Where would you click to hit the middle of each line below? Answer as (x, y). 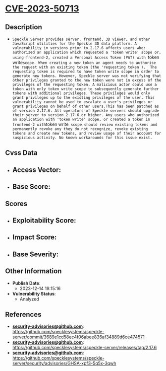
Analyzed (29, 299)
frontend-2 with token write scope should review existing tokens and (85, 124)
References (23, 314)
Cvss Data (22, 153)
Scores (16, 203)
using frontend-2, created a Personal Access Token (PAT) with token (86, 57)
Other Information (33, 271)
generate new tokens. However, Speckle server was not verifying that (87, 76)
